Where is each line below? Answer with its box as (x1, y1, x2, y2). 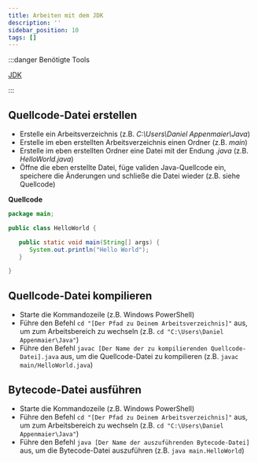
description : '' (8, 19, 61, 27)
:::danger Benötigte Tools (8, 55, 90, 65)
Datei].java (19, 354, 59, 361)
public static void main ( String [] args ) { (18, 238, 160, 246)
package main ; (8, 210, 55, 218)
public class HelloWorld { (8, 224, 97, 232)
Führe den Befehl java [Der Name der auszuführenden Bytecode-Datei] (19, 437, 250, 446)
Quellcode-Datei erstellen (8, 108, 138, 122)
